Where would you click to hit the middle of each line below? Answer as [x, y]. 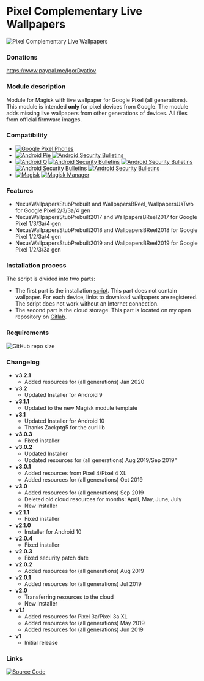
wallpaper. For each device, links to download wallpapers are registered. [106, 297]
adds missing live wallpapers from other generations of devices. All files [97, 113]
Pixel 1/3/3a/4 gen [38, 224]
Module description [36, 87]
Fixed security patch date [56, 558]
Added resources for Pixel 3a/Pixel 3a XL [76, 617]
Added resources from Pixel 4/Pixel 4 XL [75, 473]
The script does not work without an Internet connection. [87, 304]
